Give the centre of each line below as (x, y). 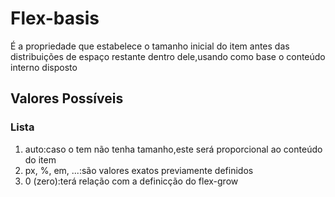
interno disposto (44, 67)
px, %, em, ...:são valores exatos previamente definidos (139, 170)
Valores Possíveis (67, 98)
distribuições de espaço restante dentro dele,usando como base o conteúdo (168, 56)
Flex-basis (55, 18)
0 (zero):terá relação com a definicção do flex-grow (131, 181)
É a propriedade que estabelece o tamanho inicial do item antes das (150, 46)
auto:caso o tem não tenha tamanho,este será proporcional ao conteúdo (173, 149)
